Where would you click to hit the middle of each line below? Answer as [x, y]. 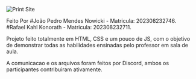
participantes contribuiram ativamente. [54, 69]
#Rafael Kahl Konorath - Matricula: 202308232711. [69, 27]
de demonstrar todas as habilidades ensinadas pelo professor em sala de [97, 45]
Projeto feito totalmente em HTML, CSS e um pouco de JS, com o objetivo [98, 39]
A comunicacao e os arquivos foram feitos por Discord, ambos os [88, 63]
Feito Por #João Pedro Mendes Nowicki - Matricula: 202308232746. [91, 21]
